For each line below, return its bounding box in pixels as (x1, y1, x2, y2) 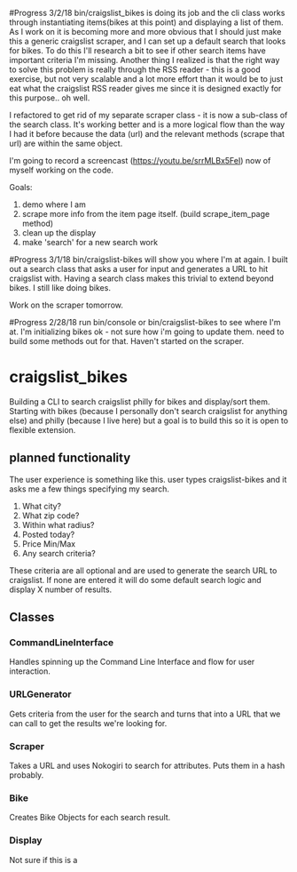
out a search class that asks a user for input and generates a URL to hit (9, 264, 269, 274)
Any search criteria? (21, 548, 96, 558)
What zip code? (21, 510, 80, 521)
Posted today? (21, 529, 75, 540)
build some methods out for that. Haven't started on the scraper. (9, 336, 245, 346)
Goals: (9, 182, 33, 192)
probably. (9, 770, 44, 780)
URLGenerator (9, 688, 72, 700)
